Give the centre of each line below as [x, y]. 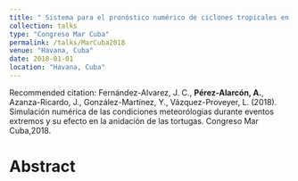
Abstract [42, 167]
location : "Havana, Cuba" [57, 68]
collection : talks [43, 26]
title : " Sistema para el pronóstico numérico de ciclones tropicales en [149, 17]
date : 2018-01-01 [41, 59]
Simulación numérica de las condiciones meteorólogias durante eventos [142, 111]
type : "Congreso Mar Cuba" [59, 34]
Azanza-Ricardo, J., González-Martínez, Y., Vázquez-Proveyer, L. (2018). [143, 102]
